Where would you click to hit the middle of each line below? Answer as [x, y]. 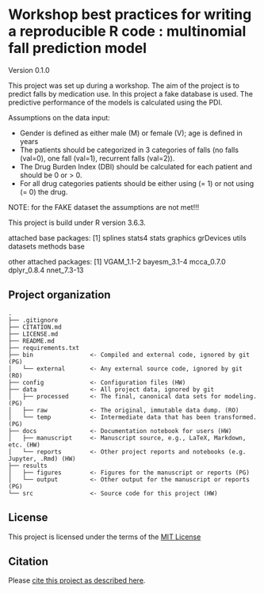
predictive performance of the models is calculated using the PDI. [115, 102]
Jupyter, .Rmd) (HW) [42, 458]
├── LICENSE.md [33, 334]
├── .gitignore [33, 320]
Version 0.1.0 [29, 70]
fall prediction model [78, 48]
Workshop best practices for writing [130, 15]
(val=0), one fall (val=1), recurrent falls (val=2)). [97, 158]
